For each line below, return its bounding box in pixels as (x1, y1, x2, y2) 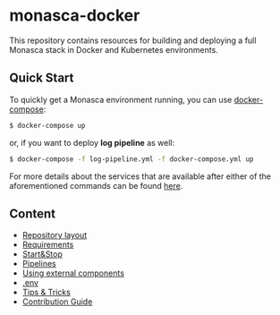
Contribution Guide (21, 296, 93, 307)
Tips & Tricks (21, 287, 72, 298)
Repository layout (21, 230, 88, 241)
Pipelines (21, 259, 56, 269)
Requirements (21, 239, 74, 251)
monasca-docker (9, 5, 140, 26)
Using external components (21, 268, 125, 278)
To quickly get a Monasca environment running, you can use (9, 94, 233, 105)
